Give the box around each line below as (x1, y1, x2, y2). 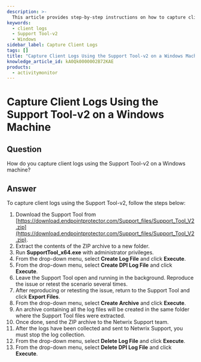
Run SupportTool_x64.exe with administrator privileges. (15, 249, 154, 256)
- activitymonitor (12, 70, 58, 76)
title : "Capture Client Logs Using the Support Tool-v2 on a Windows (7, 53, 184, 59)
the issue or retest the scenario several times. (15, 280, 128, 288)
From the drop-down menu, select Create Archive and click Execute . (15, 299, 187, 307)
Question (7, 144, 42, 154)
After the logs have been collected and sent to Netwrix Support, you (15, 325, 184, 332)
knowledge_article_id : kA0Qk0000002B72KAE (7, 58, 114, 64)
